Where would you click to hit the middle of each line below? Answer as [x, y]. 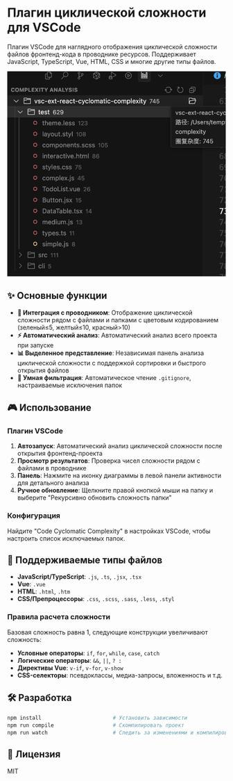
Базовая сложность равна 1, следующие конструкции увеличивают [107, 632]
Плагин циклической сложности [107, 13]
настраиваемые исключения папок [70, 385]
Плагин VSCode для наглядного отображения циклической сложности [112, 47]
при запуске [35, 345]
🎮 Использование [49, 408]
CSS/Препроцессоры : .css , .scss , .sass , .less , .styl [96, 599]
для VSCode [44, 27]
